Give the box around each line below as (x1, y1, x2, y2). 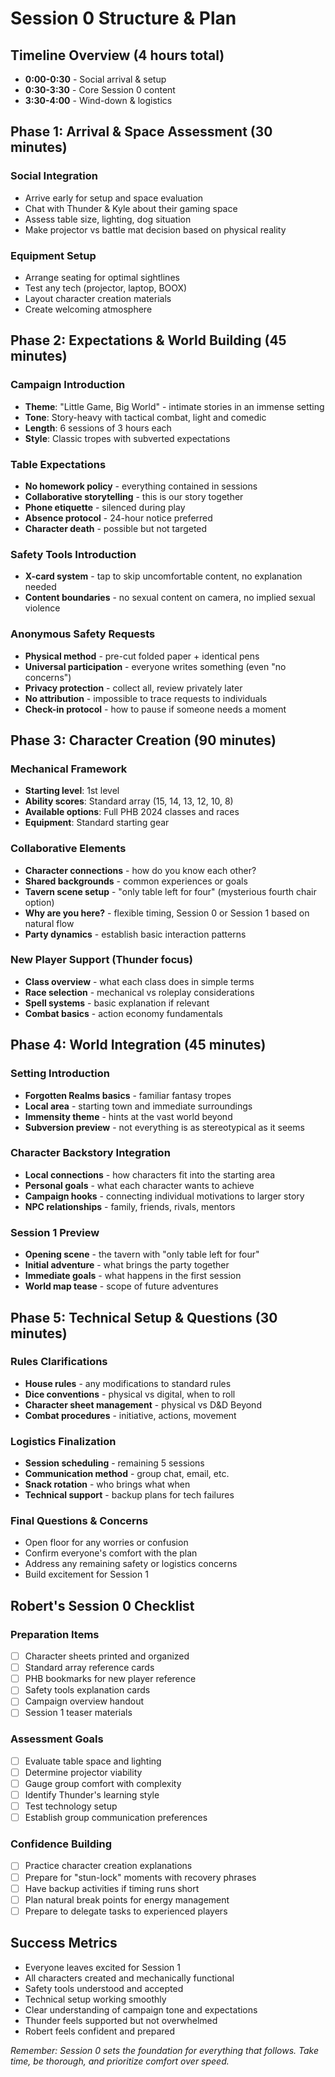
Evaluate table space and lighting (24, 1755, 162, 1767)
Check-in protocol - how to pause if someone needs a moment (24, 703, 287, 715)
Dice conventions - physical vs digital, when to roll (24, 1388, 236, 1400)
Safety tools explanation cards (24, 1684, 151, 1696)
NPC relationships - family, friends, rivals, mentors (24, 1200, 236, 1212)
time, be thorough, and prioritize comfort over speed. (10, 2055, 230, 2067)
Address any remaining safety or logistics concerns (24, 1558, 238, 1570)
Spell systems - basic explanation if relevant (24, 997, 210, 1009)
